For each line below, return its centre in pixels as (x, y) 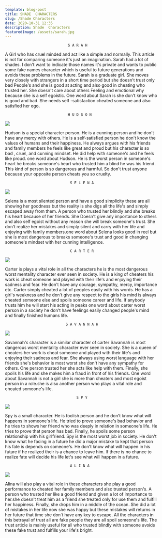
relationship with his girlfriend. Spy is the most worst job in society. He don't (81, 436)
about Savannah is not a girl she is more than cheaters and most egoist (76, 378)
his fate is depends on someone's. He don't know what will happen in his (78, 447)
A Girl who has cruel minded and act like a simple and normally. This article (80, 54)
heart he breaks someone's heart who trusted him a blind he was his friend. (80, 164)
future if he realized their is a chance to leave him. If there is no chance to (78, 452)
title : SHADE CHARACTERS (31, 14)
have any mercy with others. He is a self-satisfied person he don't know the (80, 138)
